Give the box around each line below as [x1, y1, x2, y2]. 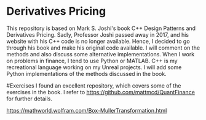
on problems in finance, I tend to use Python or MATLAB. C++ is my [6, 57, 178, 64]
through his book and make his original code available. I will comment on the [6, 44, 200, 51]
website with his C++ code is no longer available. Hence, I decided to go [6, 37, 190, 45]
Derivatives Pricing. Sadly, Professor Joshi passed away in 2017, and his [6, 31, 189, 38]
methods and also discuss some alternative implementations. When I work [6, 50, 195, 58]
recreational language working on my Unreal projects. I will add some [6, 63, 182, 71]
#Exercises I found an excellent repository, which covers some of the [6, 81, 181, 89]
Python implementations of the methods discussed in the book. [6, 70, 167, 77]
